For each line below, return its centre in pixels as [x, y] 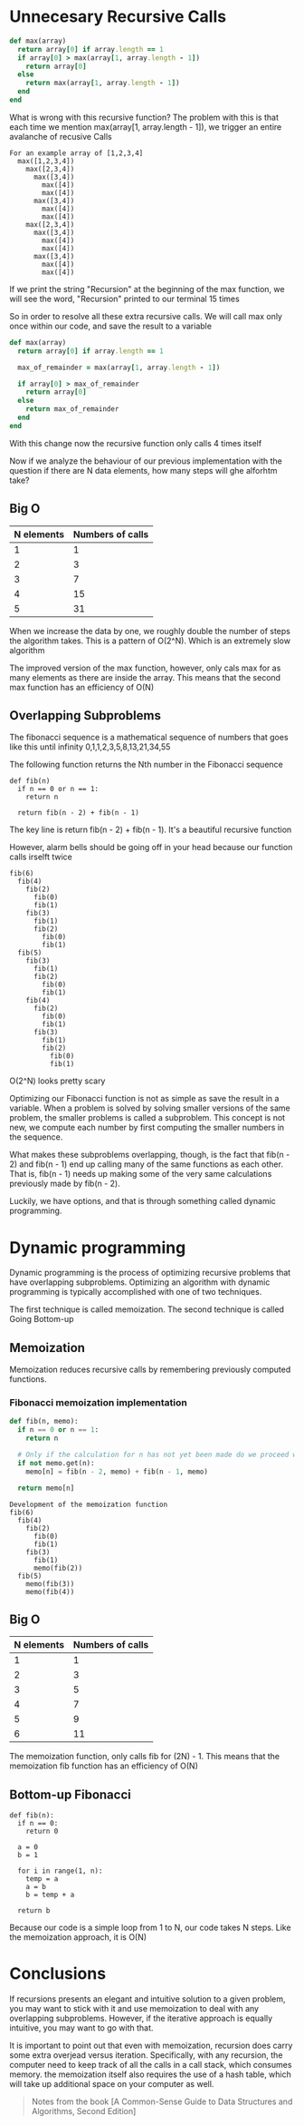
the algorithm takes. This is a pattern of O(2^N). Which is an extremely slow [150, 641]
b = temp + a [50, 1895]
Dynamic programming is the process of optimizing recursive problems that [150, 1273]
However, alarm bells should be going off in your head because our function [151, 847]
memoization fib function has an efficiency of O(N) [104, 1766]
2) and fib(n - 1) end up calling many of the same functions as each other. [146, 1164]
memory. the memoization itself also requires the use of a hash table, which [151, 2074]
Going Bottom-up [42, 1319]
